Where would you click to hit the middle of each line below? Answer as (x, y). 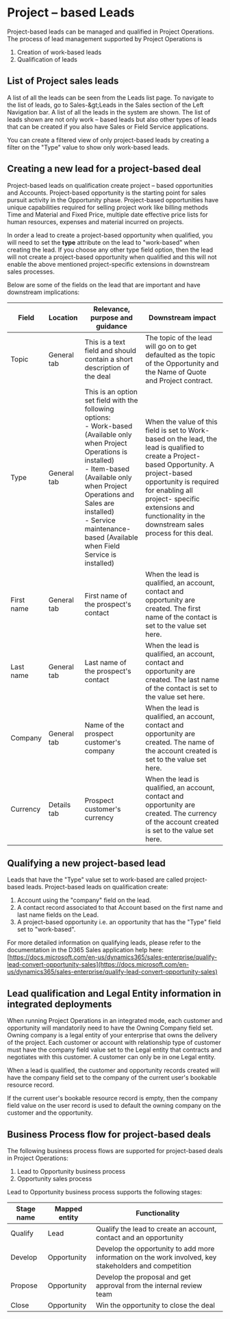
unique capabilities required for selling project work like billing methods (108, 207)
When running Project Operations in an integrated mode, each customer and (115, 1021)
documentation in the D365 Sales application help (77, 950)
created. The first (173, 608)
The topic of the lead (179, 337)
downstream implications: (43, 292)
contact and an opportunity (139, 1237)
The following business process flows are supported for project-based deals (115, 1151)
